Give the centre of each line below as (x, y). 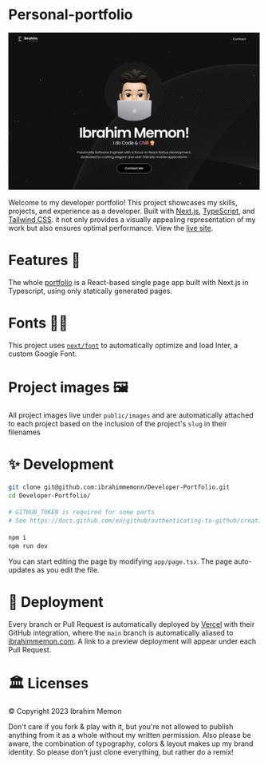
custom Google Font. (43, 354)
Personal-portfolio (71, 15)
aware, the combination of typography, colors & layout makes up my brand (131, 743)
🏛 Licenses (49, 683)
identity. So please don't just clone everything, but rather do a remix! (121, 751)
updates (22, 569)
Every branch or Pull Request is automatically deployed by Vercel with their (132, 624)
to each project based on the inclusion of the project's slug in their (118, 423)
